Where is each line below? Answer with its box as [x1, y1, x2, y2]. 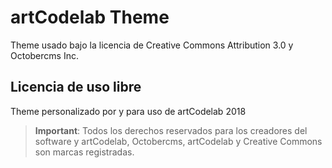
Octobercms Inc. [10, 49, 79, 61]
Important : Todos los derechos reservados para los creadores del [34, 124, 308, 136]
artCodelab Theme [10, 6, 170, 29]
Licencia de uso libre [10, 79, 142, 96]
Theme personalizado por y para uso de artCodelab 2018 [10, 105, 247, 117]
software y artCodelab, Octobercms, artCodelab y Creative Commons [34, 135, 323, 147]
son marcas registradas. [34, 146, 135, 158]
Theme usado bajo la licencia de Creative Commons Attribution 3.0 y [10, 39, 294, 51]
